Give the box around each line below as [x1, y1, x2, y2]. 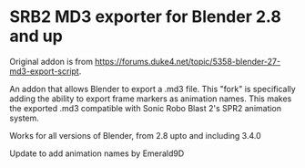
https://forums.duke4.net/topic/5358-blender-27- [95, 56, 280, 67]
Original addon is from [9, 56, 94, 67]
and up [9, 26, 64, 47]
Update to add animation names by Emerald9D [9, 148, 185, 159]
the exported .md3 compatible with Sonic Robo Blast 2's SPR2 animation [9, 102, 282, 113]
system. [9, 112, 39, 123]
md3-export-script [9, 66, 79, 77]
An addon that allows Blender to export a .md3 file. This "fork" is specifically [9, 83, 296, 94]
